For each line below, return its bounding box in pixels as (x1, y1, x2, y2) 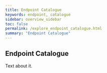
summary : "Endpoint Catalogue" (5, 31, 71, 36)
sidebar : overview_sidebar (5, 17, 62, 22)
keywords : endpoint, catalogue (5, 12, 71, 17)
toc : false (5, 21, 28, 27)
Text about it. (5, 62, 33, 68)
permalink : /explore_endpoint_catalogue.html (5, 26, 102, 31)
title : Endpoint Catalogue (5, 7, 62, 13)
